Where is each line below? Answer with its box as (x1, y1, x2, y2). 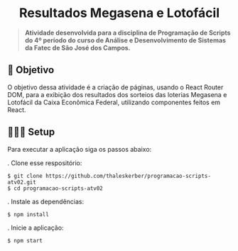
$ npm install (7, 211, 50, 218)
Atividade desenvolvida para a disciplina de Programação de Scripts (24, 28, 231, 37)
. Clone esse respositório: (7, 158, 82, 167)
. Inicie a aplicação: (7, 223, 64, 232)
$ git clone (7, 172, 43, 179)
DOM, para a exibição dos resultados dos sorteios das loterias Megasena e (7, 90, 227, 99)
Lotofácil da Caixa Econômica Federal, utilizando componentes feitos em (7, 98, 221, 106)
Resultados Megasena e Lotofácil (18, 5, 220, 21)
